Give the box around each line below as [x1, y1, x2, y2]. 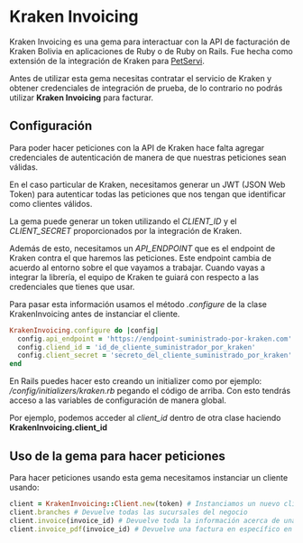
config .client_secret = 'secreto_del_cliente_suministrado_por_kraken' [17, 351, 293, 360]
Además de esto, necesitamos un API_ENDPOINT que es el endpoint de [9, 242, 276, 254]
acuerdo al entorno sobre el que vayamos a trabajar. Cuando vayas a [9, 262, 266, 273]
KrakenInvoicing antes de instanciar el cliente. [9, 308, 180, 319]
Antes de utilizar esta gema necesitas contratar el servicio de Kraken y [9, 72, 272, 83]
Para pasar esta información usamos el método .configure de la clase [9, 298, 268, 309]
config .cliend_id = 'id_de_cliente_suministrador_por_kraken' [17, 342, 256, 351]
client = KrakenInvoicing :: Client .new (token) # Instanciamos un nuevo [9, 499, 280, 508]
